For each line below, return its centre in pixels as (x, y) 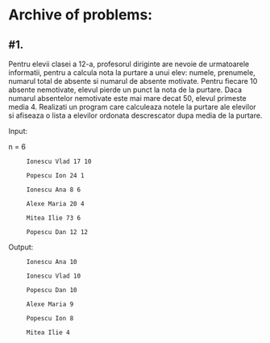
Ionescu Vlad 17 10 (59, 161)
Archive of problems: (81, 15)
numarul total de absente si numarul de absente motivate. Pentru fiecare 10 (133, 81)
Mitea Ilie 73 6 (54, 218)
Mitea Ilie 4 (48, 333)
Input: (18, 131)
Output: (21, 247)
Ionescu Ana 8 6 (54, 190)
